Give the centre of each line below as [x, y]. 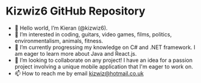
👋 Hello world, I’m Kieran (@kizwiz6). [61, 28]
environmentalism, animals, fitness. [59, 41]
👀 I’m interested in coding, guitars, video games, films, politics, [93, 34]
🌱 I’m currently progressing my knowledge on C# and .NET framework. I [105, 47]
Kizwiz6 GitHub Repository [76, 11]
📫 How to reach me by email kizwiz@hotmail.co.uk [79, 73]
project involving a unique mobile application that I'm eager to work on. [104, 66]
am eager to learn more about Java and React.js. [76, 53]
